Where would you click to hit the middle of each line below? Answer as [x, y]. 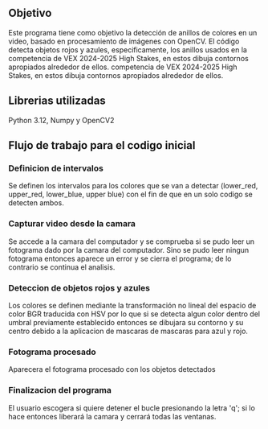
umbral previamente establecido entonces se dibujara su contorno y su [126, 322]
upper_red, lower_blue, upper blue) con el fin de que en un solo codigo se [130, 194]
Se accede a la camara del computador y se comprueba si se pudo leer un [132, 241]
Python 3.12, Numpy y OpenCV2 [61, 120]
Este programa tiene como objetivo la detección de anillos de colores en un [133, 32]
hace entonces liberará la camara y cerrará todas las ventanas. [112, 416]
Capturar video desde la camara [72, 224]
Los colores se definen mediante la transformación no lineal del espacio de [132, 305]
